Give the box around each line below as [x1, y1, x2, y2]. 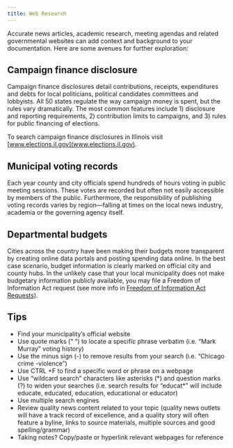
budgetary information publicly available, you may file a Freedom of [7, 276, 201, 285]
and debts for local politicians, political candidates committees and [7, 90, 199, 98]
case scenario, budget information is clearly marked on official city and [7, 262, 211, 270]
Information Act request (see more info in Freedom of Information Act [7, 284, 207, 292]
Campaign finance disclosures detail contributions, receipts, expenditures [7, 83, 219, 91]
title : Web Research [7, 10, 67, 17]
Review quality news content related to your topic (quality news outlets [17, 404, 220, 412]
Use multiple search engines [17, 396, 99, 404]
